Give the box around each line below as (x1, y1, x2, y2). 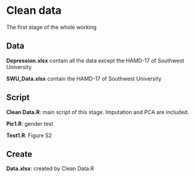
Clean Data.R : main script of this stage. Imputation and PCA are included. (6, 108, 189, 115)
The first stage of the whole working (6, 23, 97, 31)
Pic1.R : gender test (6, 120, 54, 127)
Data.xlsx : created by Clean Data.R (6, 165, 95, 172)
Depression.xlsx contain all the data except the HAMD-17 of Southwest (6, 57, 184, 64)
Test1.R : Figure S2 (6, 132, 53, 139)
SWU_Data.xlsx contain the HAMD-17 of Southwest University (6, 75, 162, 82)
